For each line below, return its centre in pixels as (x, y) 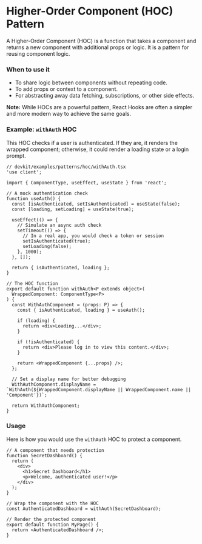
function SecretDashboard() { (45, 455)
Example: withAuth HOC (42, 130)
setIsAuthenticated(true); (56, 241)
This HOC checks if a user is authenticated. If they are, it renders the (92, 143)
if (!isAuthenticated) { (49, 342)
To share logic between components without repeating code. (91, 82)
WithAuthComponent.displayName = (54, 384)
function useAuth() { (34, 198)
